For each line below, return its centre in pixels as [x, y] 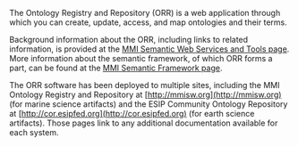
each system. [34, 132]
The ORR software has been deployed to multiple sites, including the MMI [145, 85]
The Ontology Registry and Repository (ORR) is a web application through [145, 13]
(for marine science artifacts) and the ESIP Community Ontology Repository [149, 104]
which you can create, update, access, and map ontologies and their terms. [149, 22]
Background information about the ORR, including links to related [129, 40]
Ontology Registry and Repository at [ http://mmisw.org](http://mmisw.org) [145, 94]
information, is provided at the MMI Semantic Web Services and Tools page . [149, 49]
